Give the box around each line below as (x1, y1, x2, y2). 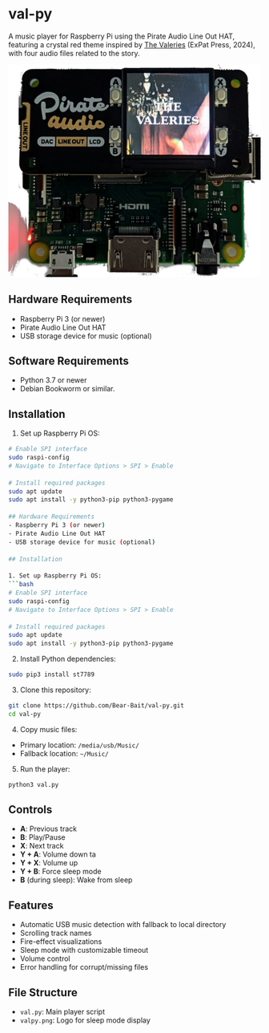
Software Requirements (8, 354, 130, 367)
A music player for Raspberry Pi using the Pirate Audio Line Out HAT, (8, 31, 235, 41)
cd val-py (8, 710, 42, 718)
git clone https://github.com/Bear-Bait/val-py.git (8, 702, 184, 710)
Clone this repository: (19, 685, 91, 695)
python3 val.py (8, 780, 59, 788)
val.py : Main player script (19, 1007, 106, 1017)
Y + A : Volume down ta (19, 849, 96, 859)
